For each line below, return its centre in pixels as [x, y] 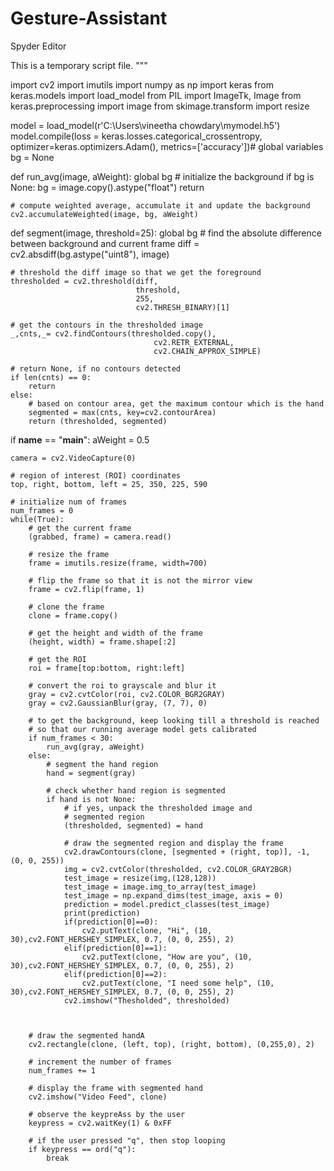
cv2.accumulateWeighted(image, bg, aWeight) [104, 214]
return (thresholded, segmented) [98, 421]
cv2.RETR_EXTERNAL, [194, 342]
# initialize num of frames [69, 502]
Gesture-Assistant [89, 18]
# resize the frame [69, 554]
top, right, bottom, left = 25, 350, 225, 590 [109, 484]
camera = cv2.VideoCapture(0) [73, 458]
